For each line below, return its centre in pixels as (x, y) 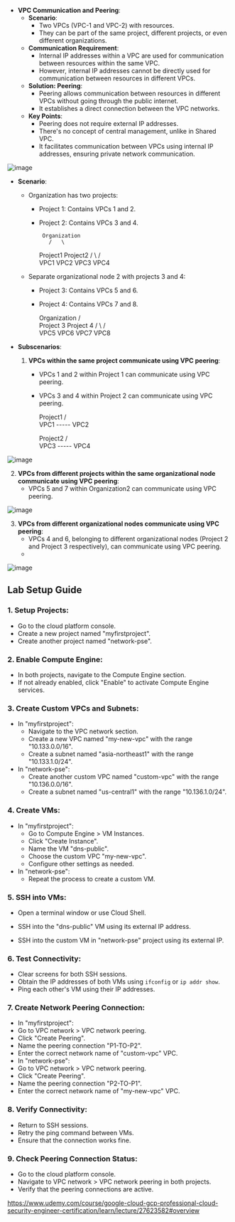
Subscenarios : (39, 347)
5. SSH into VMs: (37, 897)
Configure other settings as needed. (81, 864)
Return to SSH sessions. (53, 1125)
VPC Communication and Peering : (69, 10)
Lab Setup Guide (45, 590)
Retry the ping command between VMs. (76, 1132)
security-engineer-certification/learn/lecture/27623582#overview (104, 1211)
